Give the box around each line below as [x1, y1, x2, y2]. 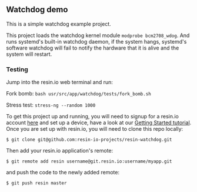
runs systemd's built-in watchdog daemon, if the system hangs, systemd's [6, 38, 187, 45]
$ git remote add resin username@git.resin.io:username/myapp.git [6, 158, 172, 164]
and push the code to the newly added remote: [6, 169, 119, 176]
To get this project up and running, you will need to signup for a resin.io [6, 113, 179, 120]
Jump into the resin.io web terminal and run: [6, 79, 113, 86]
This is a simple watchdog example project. [6, 20, 112, 27]
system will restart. [6, 50, 52, 58]
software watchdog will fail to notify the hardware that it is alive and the [6, 44, 179, 51]
